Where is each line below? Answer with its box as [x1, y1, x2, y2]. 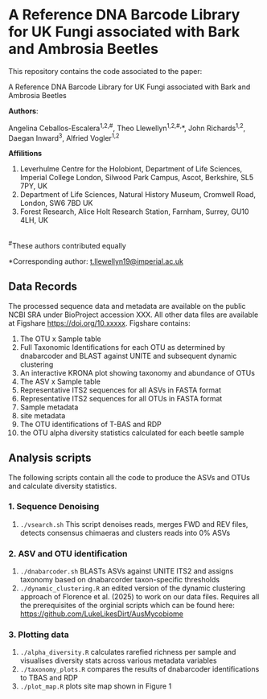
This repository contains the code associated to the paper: [8, 66, 203, 76]
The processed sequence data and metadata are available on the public [8, 301, 247, 310]
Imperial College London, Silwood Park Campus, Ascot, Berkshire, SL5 [19, 173, 254, 183]
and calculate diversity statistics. [8, 481, 117, 491]
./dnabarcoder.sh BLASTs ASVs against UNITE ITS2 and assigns [19, 566, 234, 576]
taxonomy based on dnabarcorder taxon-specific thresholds [19, 575, 220, 585]
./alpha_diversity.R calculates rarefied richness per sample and [19, 648, 236, 657]
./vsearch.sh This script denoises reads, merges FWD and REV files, [19, 519, 249, 528]
